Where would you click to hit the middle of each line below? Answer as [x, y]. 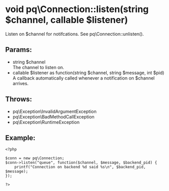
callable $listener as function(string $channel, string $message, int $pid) [88, 73]
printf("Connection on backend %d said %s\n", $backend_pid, [80, 167]
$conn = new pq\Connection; [35, 158]
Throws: [19, 99]
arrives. [20, 83]
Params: [18, 50]
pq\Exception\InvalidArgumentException [55, 111]
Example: [20, 138]
